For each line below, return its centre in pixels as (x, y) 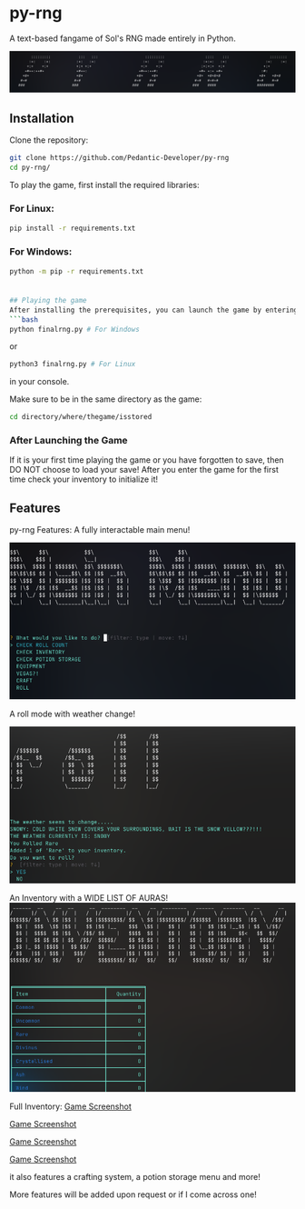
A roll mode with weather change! (73, 714)
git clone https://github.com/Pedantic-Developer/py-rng (119, 158)
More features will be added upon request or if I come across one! (133, 1194)
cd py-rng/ (30, 167)
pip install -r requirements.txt (73, 229)
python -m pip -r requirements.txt (77, 272)
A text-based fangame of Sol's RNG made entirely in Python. (123, 38)
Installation (42, 118)
